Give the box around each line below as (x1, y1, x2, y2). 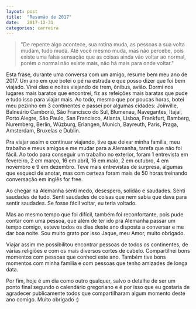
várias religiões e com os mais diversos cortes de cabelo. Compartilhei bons (6, 247, 190, 254)
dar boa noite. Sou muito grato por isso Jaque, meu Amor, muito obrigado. (6, 230, 185, 237)
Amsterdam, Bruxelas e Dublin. (6, 127, 81, 134)
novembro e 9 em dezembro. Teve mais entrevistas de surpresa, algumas (6, 164, 183, 171)
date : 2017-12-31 (6, 19, 54, 25)
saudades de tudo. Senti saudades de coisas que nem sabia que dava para (6, 193, 187, 201)
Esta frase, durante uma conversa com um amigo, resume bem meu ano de (6, 71, 188, 78)
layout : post (6, 8, 38, 15)
